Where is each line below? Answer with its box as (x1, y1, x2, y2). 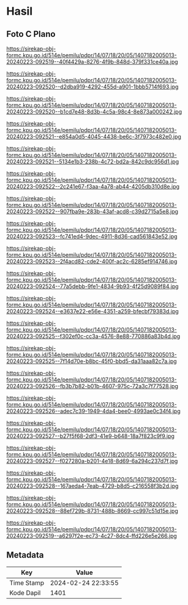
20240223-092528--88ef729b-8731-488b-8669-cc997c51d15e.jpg (6, 507, 179, 514)
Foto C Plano (6, 29, 56, 39)
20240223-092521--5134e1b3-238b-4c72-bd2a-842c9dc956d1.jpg (6, 158, 179, 165)
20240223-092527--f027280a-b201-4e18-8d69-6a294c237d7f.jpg (6, 458, 178, 464)
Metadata (6, 550, 44, 560)
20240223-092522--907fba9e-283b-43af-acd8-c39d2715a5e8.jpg (6, 208, 179, 215)
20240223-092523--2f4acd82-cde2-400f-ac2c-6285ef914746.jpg (6, 258, 178, 265)
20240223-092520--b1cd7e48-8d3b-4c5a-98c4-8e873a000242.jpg (6, 108, 182, 115)
